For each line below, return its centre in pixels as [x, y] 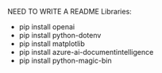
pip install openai [47, 27]
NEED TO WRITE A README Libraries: [69, 12]
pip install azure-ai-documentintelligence [86, 52]
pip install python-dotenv [60, 35]
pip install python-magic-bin [65, 60]
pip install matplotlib [52, 44]
